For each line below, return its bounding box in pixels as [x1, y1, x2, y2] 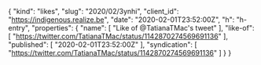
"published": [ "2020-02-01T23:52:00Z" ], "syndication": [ [8, 40, 198, 49]
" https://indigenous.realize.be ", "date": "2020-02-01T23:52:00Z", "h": [8, 15, 235, 24]
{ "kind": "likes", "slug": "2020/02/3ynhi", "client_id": [8, 7, 179, 16]
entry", [8, 23, 30, 32]
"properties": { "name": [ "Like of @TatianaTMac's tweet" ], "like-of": [31, 23, 255, 32]
